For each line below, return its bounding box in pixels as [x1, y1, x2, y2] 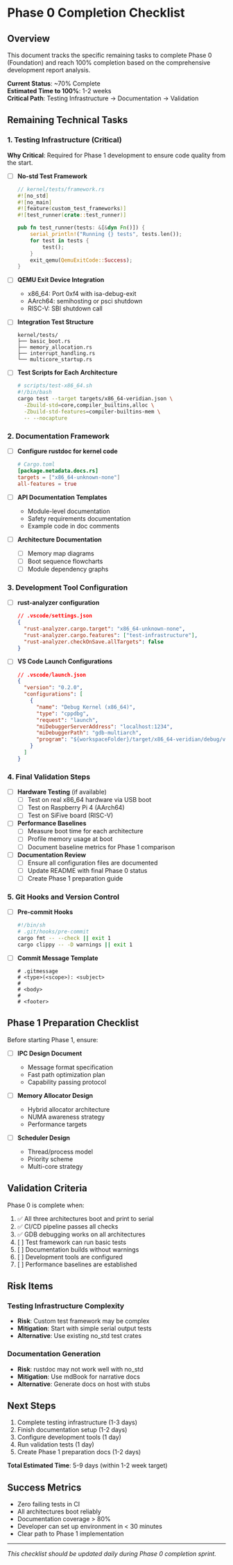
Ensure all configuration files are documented [27, 858, 158, 867]
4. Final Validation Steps [7, 771, 91, 781]
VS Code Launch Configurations [17, 657, 113, 666]
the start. [7, 158, 33, 166]
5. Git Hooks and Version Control [7, 892, 120, 902]
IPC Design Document [17, 1049, 83, 1057]
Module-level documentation [27, 507, 110, 515]
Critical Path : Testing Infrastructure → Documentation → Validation [7, 94, 199, 102]
